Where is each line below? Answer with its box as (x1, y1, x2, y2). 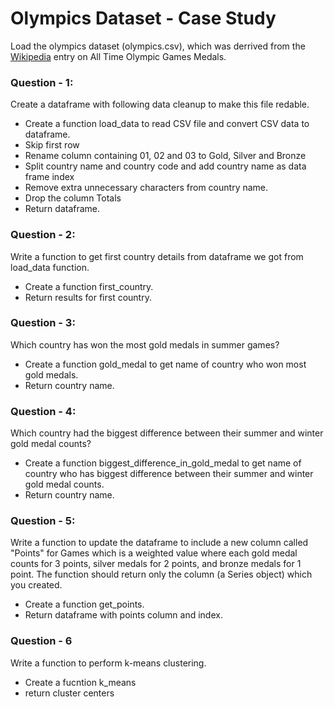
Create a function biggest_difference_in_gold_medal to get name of (24, 457, 302, 469)
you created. (10, 579, 63, 591)
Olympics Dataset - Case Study (10, 7, 277, 30)
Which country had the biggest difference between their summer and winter (10, 427, 324, 439)
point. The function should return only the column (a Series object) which (10, 568, 313, 581)
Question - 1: (10, 75, 74, 89)
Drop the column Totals (24, 192, 122, 204)
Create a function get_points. (24, 598, 145, 611)
